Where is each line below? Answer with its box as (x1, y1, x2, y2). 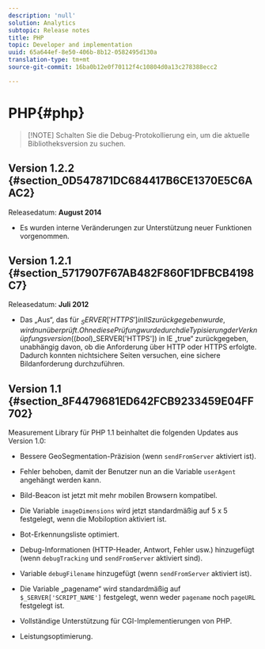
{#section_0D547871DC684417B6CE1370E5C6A (8, 174, 253, 188)
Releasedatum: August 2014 (8, 207, 102, 217)
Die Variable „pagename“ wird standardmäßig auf (19, 583, 181, 594)
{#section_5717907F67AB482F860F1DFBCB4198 (8, 266, 255, 279)
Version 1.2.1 (8, 254, 72, 268)
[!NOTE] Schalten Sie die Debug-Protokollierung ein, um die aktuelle (27, 130, 250, 139)
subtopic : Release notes (8, 26, 90, 34)
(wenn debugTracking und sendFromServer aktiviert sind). (19, 553, 203, 563)
